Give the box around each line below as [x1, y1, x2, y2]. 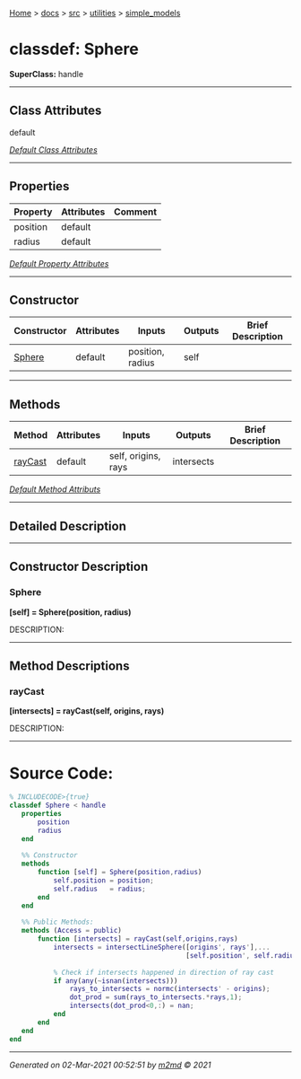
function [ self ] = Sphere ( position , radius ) [37, 868, 202, 877]
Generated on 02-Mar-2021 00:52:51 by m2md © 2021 [9, 1059, 211, 1070]
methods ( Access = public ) [21, 926, 123, 935]
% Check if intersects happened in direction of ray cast [53, 968, 275, 977]
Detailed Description [9, 518, 127, 533]
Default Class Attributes [9, 144, 99, 155]
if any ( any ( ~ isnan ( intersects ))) [53, 976, 178, 986]
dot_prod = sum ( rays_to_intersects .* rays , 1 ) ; [69, 993, 243, 1002]
